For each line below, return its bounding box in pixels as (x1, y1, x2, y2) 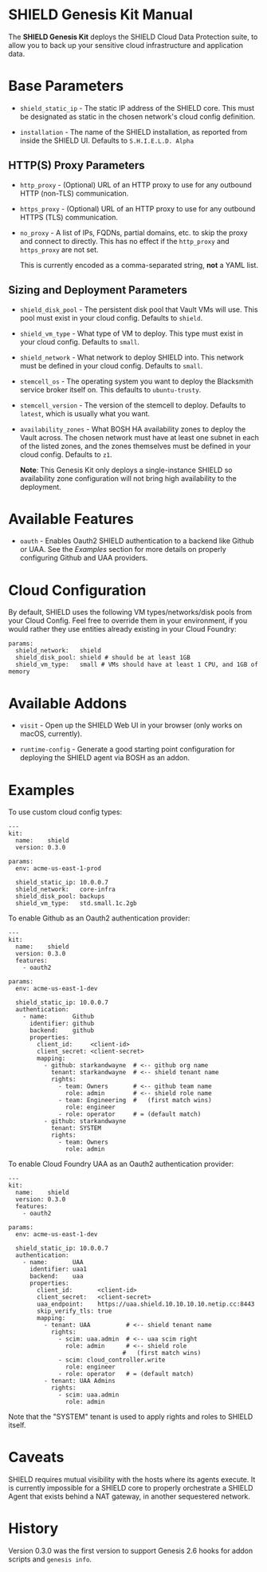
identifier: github (29, 1019, 94, 1028)
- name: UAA (22, 1259, 84, 1267)
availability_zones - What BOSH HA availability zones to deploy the (19, 424, 246, 434)
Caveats (8, 1448, 65, 1467)
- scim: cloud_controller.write (58, 1356, 166, 1365)
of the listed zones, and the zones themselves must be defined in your (19, 441, 251, 451)
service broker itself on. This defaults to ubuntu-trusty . (19, 384, 202, 394)
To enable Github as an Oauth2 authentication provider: (8, 913, 190, 923)
